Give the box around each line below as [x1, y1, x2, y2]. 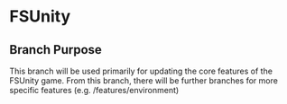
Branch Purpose [9, 42, 102, 57]
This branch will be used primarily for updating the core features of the [9, 65, 273, 76]
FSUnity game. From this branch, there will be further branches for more [9, 75, 278, 86]
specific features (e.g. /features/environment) [9, 85, 180, 95]
